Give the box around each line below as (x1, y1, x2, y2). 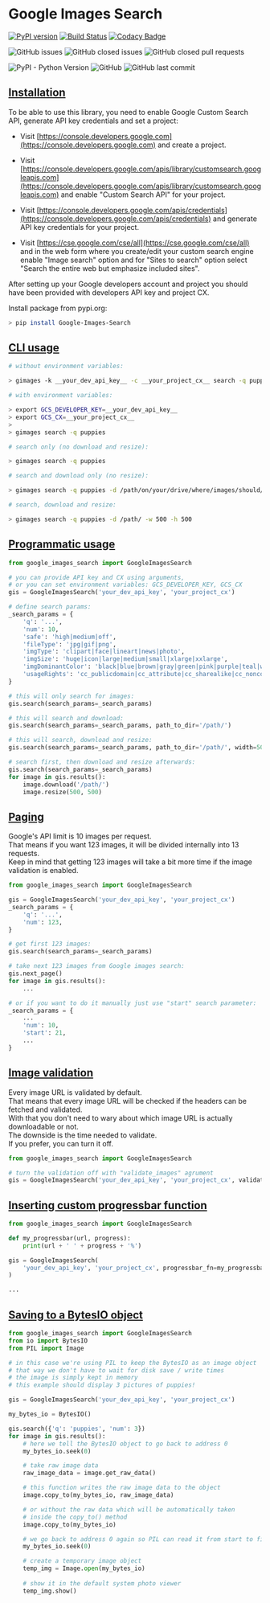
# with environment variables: (8, 392, 113, 400)
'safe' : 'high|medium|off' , (22, 633, 117, 641)
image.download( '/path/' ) (22, 781, 110, 789)
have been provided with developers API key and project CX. (8, 287, 210, 297)
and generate (212, 214, 257, 223)
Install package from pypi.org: (8, 303, 108, 313)
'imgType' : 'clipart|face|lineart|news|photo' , (22, 648, 185, 656)
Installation (8, 86, 66, 100)
